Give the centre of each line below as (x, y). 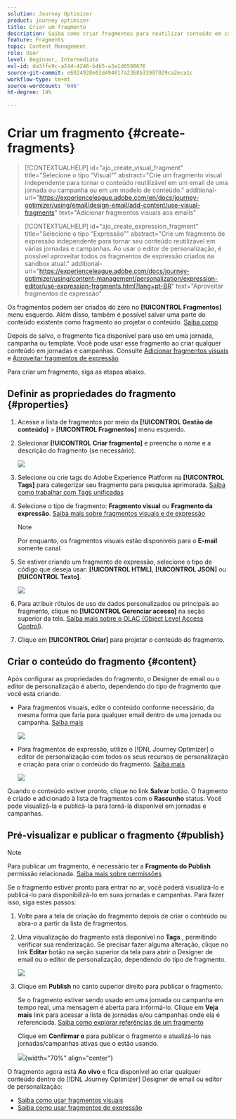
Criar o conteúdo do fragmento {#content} (102, 662)
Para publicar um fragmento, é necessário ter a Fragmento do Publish (109, 866)
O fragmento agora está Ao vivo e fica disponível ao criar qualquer (104, 1071)
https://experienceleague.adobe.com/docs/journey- (114, 271)
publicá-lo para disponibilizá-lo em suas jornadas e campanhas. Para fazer (116, 894)
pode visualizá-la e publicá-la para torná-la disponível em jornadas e (107, 806)
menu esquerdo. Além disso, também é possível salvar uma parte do (106, 315)
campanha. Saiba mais (50, 722)
